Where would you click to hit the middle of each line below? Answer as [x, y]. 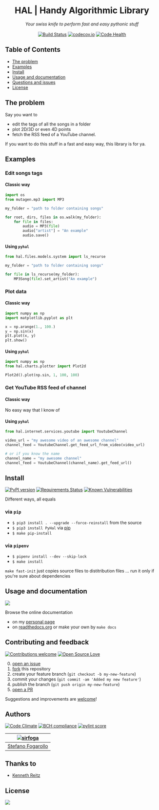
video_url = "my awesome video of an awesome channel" [62, 440]
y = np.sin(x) [20, 331]
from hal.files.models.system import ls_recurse [55, 257]
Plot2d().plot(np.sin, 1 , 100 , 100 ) [42, 375]
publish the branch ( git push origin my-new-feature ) [66, 684]
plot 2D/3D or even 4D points [41, 129]
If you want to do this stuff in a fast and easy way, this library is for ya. [76, 144]
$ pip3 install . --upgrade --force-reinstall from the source [77, 522]
